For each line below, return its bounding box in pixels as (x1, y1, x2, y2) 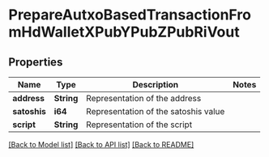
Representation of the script (86, 119, 193, 130)
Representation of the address (86, 93, 202, 104)
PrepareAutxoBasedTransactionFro (8, 6, 251, 24)
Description (132, 79, 179, 90)
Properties (8, 55, 63, 69)
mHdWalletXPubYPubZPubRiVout (8, 23, 241, 41)
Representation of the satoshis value (86, 106, 225, 117)
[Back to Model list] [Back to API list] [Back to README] (8, 140, 194, 149)
